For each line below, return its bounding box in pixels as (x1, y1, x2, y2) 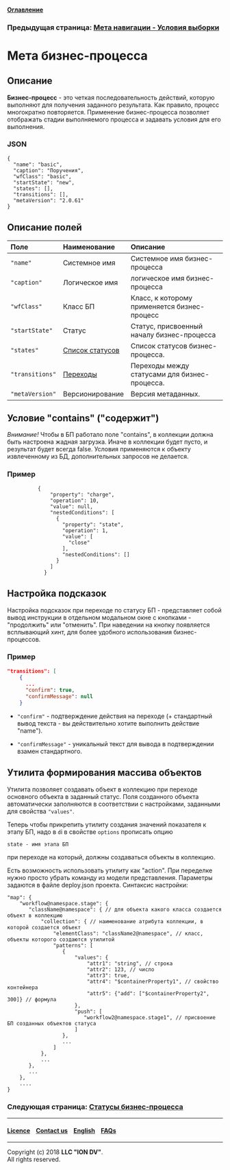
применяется (130, 302, 175, 311)
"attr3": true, (86, 972, 130, 979)
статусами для (130, 369, 180, 379)
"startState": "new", (13, 179, 75, 186)
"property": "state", (62, 521, 125, 528)
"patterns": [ (53, 942, 94, 949)
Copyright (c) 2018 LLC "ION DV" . (7, 1148, 103, 1156)
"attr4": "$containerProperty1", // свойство (86, 978, 219, 985)
